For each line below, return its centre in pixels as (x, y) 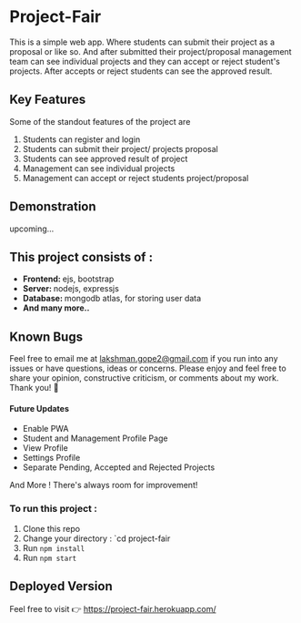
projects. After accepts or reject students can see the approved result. (141, 71)
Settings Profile (51, 458)
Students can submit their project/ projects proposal (120, 148)
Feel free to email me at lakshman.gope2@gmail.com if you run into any (144, 359)
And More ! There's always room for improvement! (104, 485)
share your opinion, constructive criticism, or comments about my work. (144, 378)
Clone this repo (51, 528)
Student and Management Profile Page (95, 438)
